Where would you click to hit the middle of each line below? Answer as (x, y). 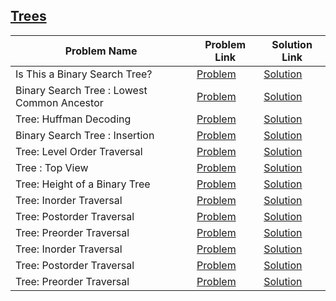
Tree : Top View (52, 167)
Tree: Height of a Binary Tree (83, 184)
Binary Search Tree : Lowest (81, 90)
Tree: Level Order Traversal (79, 151)
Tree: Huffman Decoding (73, 119)
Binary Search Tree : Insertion (85, 135)
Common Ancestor (59, 102)
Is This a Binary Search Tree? (84, 74)
